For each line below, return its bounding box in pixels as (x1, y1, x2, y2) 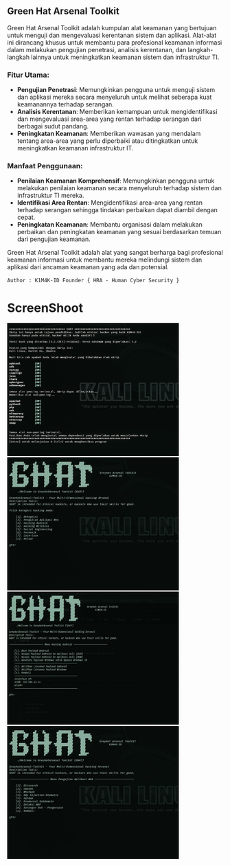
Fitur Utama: (7, 70, 50, 80)
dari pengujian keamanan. (16, 235, 91, 243)
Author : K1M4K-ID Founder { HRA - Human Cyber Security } (7, 277, 180, 284)
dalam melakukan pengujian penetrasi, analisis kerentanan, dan (7, 45, 187, 54)
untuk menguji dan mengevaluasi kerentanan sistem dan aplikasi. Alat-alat (7, 31, 217, 39)
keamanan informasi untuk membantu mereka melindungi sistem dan (7, 255, 203, 264)
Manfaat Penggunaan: (7, 161, 84, 171)
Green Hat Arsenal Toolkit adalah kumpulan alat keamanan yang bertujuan (7, 23, 217, 32)
